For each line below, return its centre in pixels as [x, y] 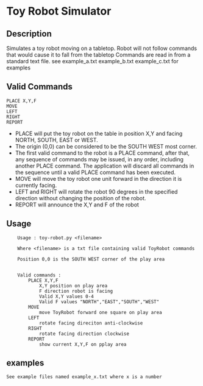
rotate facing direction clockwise [84, 334]
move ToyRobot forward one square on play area [101, 312]
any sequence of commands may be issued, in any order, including [99, 159]
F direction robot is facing [76, 291]
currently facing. [36, 185]
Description [29, 34]
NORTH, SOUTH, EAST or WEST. [57, 140]
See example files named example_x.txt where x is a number [84, 377]
